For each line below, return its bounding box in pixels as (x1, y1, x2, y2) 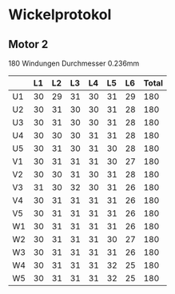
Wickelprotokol (8, 6, 112, 24)
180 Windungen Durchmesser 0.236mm (8, 58, 140, 68)
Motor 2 (8, 38, 49, 51)
